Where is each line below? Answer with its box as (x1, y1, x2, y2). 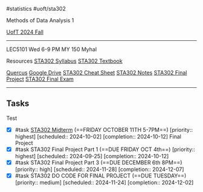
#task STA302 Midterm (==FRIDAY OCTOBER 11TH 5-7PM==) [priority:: (14, 126, 193, 133)
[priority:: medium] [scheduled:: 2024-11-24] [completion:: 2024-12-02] (14, 179, 194, 186)
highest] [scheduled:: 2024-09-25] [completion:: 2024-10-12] (14, 152, 169, 159)
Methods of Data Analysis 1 (6, 17, 74, 23)
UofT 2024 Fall (6, 28, 44, 36)
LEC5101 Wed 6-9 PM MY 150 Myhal (6, 46, 97, 53)
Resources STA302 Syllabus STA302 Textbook (6, 57, 123, 64)
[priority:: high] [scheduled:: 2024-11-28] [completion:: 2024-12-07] (14, 166, 184, 173)
